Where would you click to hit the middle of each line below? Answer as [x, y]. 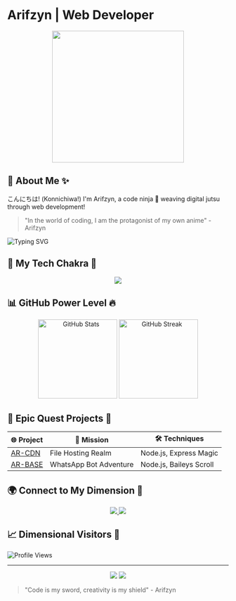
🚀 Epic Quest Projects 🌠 [60, 418]
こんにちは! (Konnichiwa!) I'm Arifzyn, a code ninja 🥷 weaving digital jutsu [113, 199]
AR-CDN [26, 453]
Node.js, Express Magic [179, 453]
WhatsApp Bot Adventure [92, 465]
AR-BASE [27, 465]
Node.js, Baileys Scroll [177, 465]
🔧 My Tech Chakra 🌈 [52, 264]
